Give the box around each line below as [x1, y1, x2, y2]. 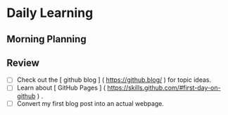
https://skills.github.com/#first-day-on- [107, 83, 221, 92]
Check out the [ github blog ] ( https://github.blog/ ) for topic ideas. [16, 75, 212, 84]
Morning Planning [6, 33, 87, 45]
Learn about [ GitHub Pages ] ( [16, 83, 106, 92]
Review [6, 56, 40, 68]
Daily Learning [6, 5, 94, 21]
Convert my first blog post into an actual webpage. [16, 99, 165, 107]
